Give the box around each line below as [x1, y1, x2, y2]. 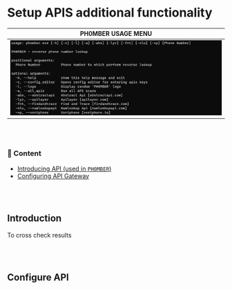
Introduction [7, 213, 62, 224]
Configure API [7, 271, 69, 283]
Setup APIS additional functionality [7, 5, 213, 21]
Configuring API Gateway [17, 171, 90, 180]
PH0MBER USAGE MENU [79, 30, 153, 38]
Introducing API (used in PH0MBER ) [17, 164, 112, 173]
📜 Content [7, 148, 41, 158]
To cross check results [7, 231, 72, 239]
